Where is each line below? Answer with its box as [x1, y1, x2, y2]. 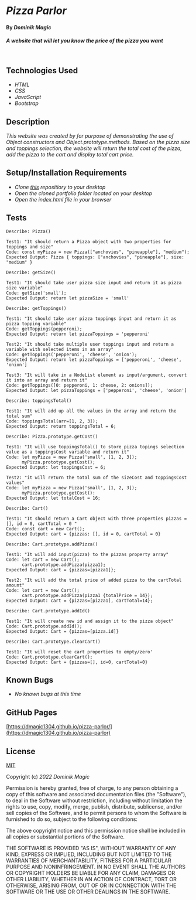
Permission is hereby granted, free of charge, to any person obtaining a [6, 785, 178, 792]
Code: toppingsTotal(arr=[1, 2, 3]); [6, 418, 98, 424]
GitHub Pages [6, 707, 57, 717]
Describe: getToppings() [6, 305, 67, 311]
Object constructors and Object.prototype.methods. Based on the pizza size [6, 139, 190, 145]
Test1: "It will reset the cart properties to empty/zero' [6, 649, 153, 654]
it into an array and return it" [6, 377, 88, 383]
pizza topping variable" [6, 321, 67, 326]
